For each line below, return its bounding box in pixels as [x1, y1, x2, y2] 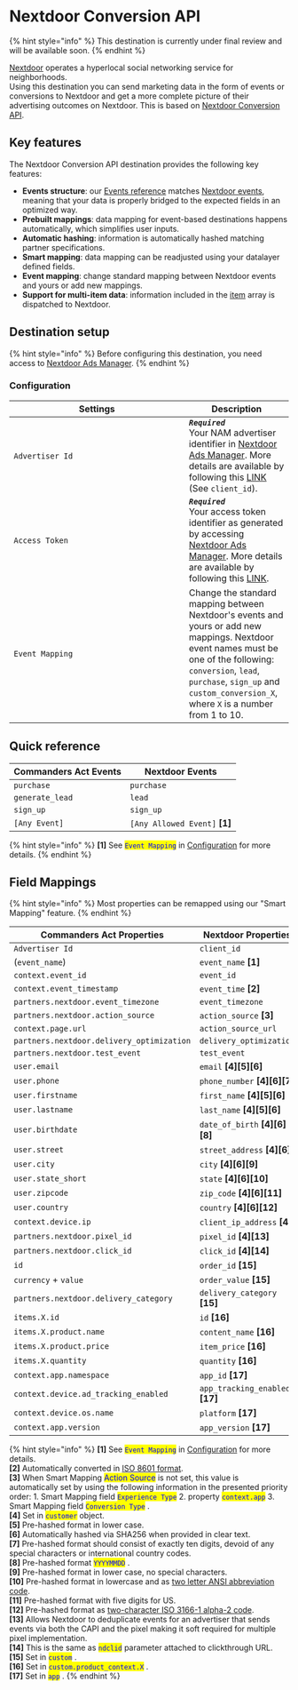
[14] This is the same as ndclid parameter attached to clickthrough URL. [9, 1642, 273, 1654]
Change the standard [189, 586, 277, 599]
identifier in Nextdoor [189, 437, 278, 450]
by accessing [189, 527, 245, 539]
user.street [13, 1144, 65, 1155]
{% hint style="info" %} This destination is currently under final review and [9, 36, 282, 46]
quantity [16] [199, 1355, 257, 1367]
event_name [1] [199, 956, 261, 969]
